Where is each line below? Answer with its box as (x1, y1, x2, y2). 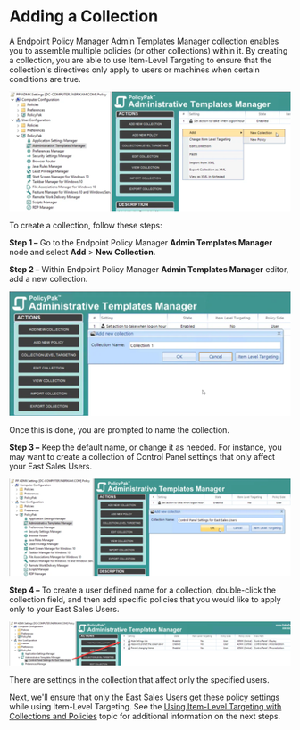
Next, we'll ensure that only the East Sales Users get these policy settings (9, 692, 280, 702)
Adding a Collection (9, 6, 159, 27)
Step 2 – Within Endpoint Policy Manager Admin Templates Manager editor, (9, 263, 289, 274)
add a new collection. (9, 273, 88, 284)
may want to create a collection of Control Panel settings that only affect (9, 452, 275, 461)
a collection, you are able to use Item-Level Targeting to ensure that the (9, 54, 272, 65)
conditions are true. (9, 73, 81, 84)
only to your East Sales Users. (9, 604, 120, 615)
